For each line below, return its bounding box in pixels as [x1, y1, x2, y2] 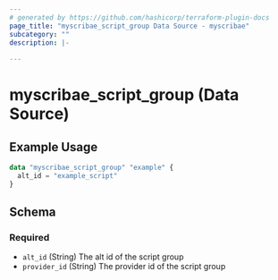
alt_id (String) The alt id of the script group [21, 251, 184, 262]
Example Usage [9, 140, 98, 155]
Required [9, 232, 50, 244]
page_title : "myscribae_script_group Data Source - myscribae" [9, 21, 250, 30]
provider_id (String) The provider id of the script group [21, 261, 226, 272]
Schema [9, 205, 56, 220]
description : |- [9, 38, 70, 47]
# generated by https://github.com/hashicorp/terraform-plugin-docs [9, 13, 270, 22]
